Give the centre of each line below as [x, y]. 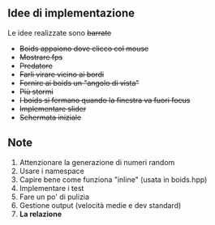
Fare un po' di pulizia [54, 197]
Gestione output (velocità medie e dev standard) [100, 205]
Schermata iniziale [50, 117]
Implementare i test [52, 188]
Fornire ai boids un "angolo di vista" [79, 83]
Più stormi [36, 91]
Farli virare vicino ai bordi [62, 74]
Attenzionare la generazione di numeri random [97, 162]
